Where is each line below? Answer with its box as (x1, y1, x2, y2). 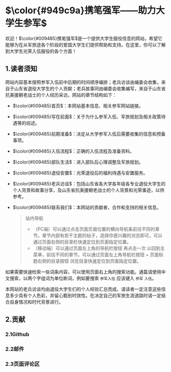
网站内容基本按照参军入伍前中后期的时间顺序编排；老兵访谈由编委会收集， (5, 79, 161, 85)
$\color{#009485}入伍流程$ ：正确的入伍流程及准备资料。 (12, 148, 135, 154)
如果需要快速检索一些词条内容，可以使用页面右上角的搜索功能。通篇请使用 (5, 269, 161, 275)
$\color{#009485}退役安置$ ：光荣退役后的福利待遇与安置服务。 (12, 170, 148, 176)
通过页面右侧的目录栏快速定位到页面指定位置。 (33, 239, 131, 245)
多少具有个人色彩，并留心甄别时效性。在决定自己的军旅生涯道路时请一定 (9, 292, 161, 298)
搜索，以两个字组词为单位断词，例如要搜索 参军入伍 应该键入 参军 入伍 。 (9, 275, 157, 281)
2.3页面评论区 (5, 360, 40, 367)
